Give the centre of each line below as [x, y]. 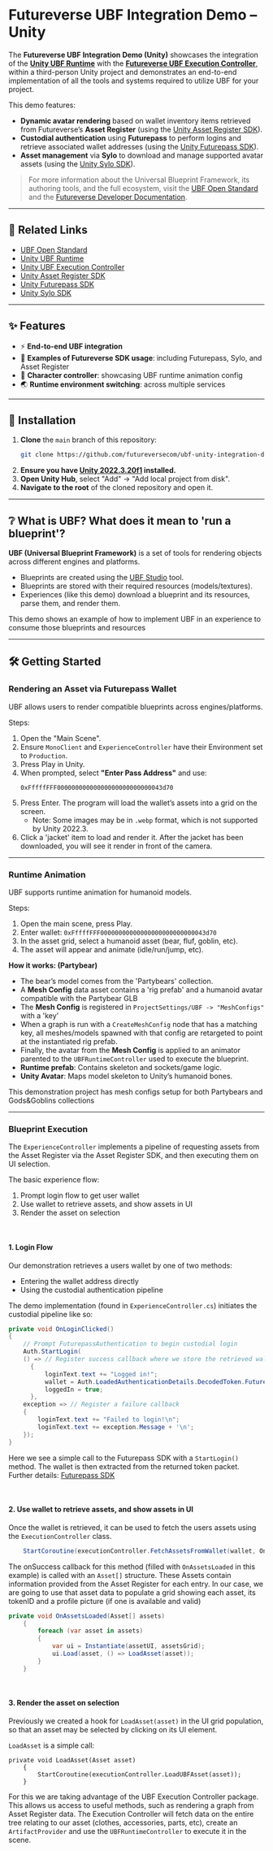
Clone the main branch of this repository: [88, 440]
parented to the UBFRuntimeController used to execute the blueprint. [134, 1059]
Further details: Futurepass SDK [62, 1475]
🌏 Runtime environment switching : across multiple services [123, 384]
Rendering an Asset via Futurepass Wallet [93, 689]
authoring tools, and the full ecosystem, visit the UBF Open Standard [143, 188]
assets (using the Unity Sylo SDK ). [78, 163]
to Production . [44, 755]
